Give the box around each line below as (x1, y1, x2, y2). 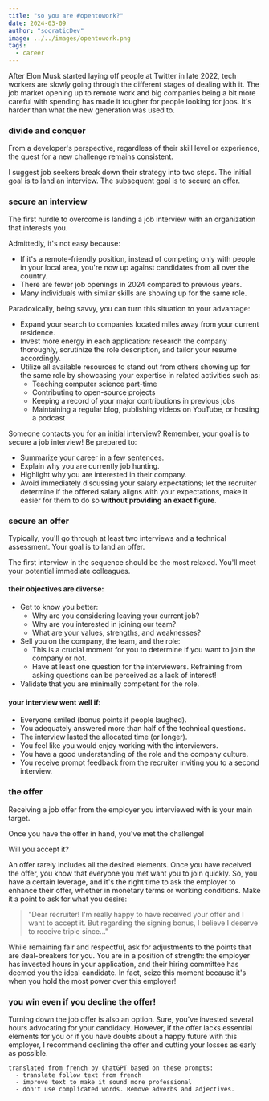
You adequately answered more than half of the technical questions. (19, 724, 247, 733)
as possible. (8, 1048, 48, 1058)
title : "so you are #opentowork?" (8, 11, 124, 20)
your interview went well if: (8, 697, 102, 707)
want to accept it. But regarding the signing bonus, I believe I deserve (27, 918, 259, 928)
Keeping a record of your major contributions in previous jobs (31, 396, 235, 405)
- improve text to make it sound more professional (15, 1078, 193, 1086)
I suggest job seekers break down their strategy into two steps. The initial (8, 168, 251, 177)
